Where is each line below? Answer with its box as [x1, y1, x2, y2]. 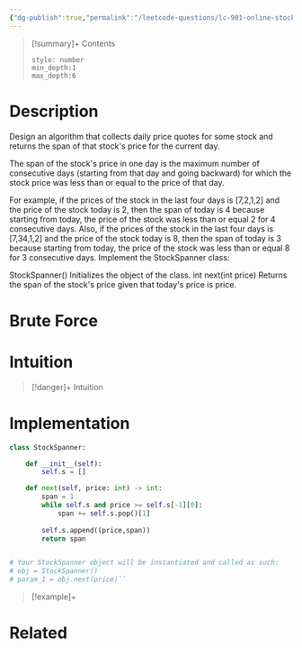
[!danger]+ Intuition [31, 381, 103, 392]
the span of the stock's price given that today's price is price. [9, 278, 236, 289]
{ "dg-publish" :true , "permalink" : [9, 13, 135, 23]
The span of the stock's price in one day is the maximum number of [9, 158, 261, 169]
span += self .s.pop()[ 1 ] [57, 508, 151, 518]
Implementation [9, 413, 130, 434]
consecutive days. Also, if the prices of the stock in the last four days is [9, 223, 274, 234]
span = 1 [41, 492, 75, 501]
